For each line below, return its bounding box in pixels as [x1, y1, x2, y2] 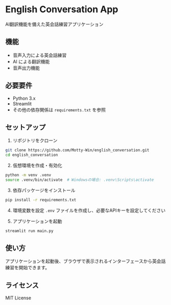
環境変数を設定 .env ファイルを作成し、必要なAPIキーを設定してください [12, 207, 166, 213]
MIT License [5, 295, 32, 301]
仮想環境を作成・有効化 [12, 162, 62, 169]
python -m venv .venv [5, 173, 52, 178]
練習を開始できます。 [5, 265, 50, 271]
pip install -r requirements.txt [5, 197, 77, 202]
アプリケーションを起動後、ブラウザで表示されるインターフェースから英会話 [5, 258, 166, 264]
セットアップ [5, 123, 46, 131]
